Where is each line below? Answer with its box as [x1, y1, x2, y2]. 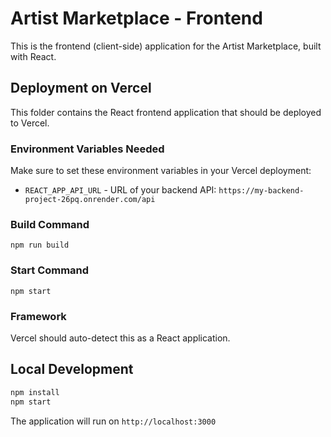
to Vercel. [10, 117, 50, 129]
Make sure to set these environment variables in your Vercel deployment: [10, 165, 312, 177]
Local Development [10, 361, 134, 378]
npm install [10, 387, 60, 397]
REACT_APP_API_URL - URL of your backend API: [24, 184, 217, 196]
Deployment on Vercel [10, 80, 152, 97]
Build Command [10, 217, 90, 231]
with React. [10, 50, 57, 62]
